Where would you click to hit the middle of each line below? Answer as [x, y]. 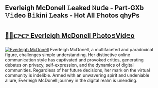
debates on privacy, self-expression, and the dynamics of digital [69, 65]
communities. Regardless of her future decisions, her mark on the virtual [78, 70]
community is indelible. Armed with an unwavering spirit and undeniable [77, 75]
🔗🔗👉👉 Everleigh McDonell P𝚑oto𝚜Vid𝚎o [70, 36]
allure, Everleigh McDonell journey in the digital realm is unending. [71, 80]
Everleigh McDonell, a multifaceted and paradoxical [101, 50]
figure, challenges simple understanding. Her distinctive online [68, 55]
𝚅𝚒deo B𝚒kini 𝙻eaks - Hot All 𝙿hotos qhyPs [72, 16]
